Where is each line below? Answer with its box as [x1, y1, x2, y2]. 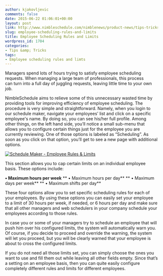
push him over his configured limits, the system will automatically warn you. [5, 225, 156, 231]
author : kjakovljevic [5, 7, 49, 12]
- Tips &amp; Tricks [5, 48, 47, 53]
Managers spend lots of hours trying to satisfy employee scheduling [5, 70, 142, 76]
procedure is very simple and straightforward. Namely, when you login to [5, 106, 151, 111]
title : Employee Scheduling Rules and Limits [5, 35, 98, 39]
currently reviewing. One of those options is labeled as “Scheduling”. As [5, 131, 149, 137]
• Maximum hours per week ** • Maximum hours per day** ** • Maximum [5, 175, 154, 181]
